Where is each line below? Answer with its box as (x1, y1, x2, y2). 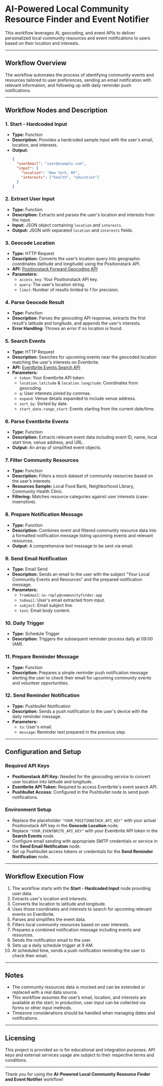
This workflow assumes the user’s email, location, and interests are (12, 994, 147, 1000)
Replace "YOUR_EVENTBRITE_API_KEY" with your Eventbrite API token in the (12, 828, 158, 834)
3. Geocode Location (5, 239, 55, 246)
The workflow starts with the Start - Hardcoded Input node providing (12, 885, 151, 891)
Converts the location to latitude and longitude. (12, 901, 106, 907)
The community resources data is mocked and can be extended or (12, 984, 146, 990)
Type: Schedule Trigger (12, 631, 60, 637)
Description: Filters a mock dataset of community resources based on (12, 473, 153, 479)
